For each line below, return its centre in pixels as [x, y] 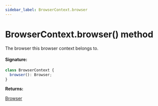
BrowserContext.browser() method [79, 34]
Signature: [16, 60]
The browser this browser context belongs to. [52, 48]
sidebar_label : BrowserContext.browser [46, 10]
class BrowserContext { [30, 70]
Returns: [14, 89]
